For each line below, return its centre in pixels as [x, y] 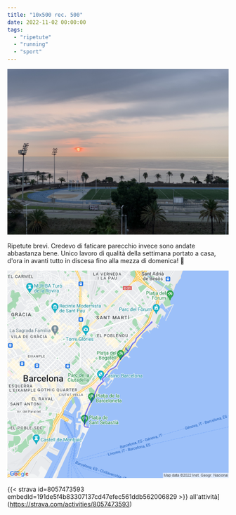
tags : [15, 29]
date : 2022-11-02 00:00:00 [47, 22]
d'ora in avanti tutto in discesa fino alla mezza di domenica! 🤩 [96, 261]
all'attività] [204, 496]
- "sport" [28, 52]
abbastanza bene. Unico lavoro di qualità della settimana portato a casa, [112, 253]
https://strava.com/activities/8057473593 [70, 504]
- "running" [31, 45]
